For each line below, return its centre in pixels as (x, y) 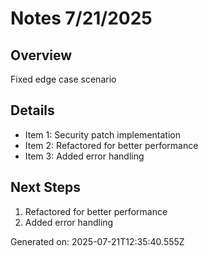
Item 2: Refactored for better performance (111, 145)
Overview (41, 55)
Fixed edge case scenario (63, 79)
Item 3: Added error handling (84, 156)
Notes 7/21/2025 (81, 18)
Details (32, 110)
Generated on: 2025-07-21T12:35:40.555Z (97, 241)
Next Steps (45, 187)
